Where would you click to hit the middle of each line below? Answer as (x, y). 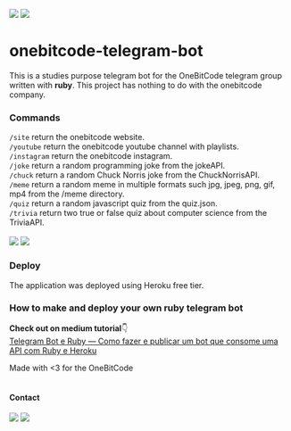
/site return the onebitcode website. (77, 137)
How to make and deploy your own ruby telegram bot (126, 308)
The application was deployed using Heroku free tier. (107, 285)
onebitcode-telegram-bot (106, 51)
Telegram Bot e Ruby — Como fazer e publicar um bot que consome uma (144, 341)
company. (28, 95)
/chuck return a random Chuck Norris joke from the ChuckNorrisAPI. (135, 175)
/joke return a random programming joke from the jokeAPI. (117, 166)
